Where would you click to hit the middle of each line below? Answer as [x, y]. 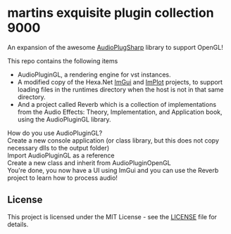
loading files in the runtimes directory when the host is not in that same [120, 89]
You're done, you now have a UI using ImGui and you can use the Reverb [113, 170]
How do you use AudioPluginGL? [55, 133]
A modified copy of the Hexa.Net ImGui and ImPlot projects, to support [120, 82]
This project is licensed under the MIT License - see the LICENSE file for [112, 216]
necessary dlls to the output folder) [58, 148]
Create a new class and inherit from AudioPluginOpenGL [89, 162]
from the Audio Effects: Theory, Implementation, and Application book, [120, 112]
